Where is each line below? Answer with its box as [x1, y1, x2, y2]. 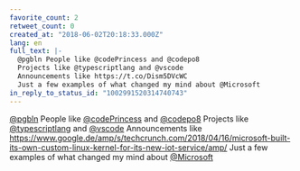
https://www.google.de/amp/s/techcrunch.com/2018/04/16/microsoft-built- [9, 132, 291, 143]
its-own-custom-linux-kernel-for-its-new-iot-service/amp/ [9, 141, 228, 153]
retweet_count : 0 [9, 22, 75, 31]
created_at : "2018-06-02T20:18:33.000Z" [9, 30, 164, 39]
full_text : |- [9, 47, 63, 56]
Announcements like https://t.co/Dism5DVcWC [17, 72, 188, 81]
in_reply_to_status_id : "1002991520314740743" [9, 88, 188, 97]
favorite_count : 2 [9, 13, 79, 22]
